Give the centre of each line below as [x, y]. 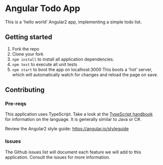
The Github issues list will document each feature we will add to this [73, 152]
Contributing [25, 90]
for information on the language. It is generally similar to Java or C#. [73, 119]
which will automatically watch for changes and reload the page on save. [85, 74]
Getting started [29, 37]
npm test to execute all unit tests [45, 64]
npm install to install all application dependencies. [63, 59]
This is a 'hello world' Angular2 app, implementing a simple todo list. [73, 22]
